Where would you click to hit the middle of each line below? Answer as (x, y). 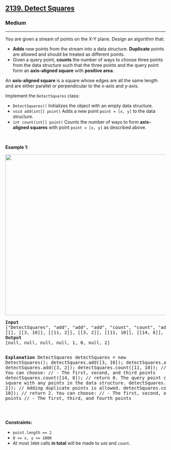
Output (13, 337)
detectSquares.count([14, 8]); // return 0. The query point (83, 378)
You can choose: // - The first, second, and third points (81, 373)
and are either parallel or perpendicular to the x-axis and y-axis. (72, 86)
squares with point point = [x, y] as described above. (88, 127)
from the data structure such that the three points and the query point (85, 65)
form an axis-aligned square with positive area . (63, 70)
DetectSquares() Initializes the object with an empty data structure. (83, 105)
